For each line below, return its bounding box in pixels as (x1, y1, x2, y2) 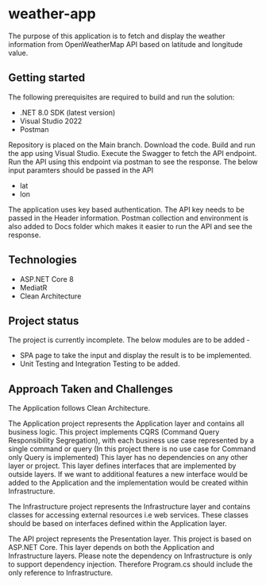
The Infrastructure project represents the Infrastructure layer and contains (8, 502, 251, 512)
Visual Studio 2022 (19, 116, 83, 126)
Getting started (8, 71, 86, 84)
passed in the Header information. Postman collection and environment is (8, 213, 249, 223)
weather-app (8, 5, 97, 23)
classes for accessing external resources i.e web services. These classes (8, 510, 249, 520)
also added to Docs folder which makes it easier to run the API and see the (8, 221, 253, 231)
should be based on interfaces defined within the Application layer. (8, 519, 228, 528)
